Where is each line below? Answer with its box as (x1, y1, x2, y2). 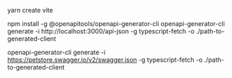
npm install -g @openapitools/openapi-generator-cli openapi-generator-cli (7, 20, 225, 27)
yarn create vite (7, 6, 53, 14)
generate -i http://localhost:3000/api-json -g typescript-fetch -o (7, 27, 195, 35)
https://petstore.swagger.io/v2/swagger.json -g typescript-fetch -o (7, 56, 203, 64)
